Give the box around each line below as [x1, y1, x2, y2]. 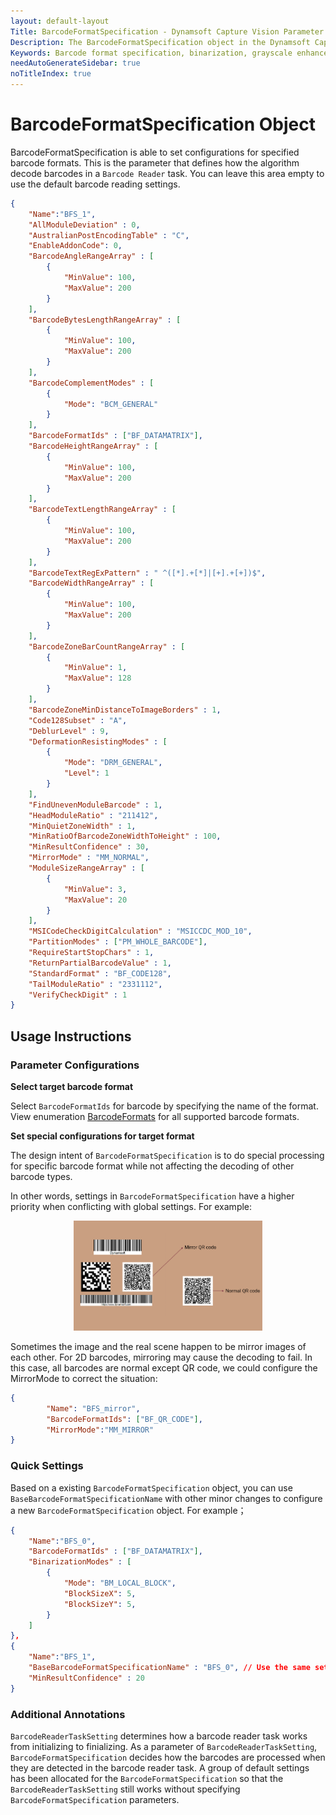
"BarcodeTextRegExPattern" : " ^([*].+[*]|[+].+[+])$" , [28, 568, 267, 578]
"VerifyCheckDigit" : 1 [28, 990, 128, 1000]
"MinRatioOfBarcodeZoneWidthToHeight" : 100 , [28, 831, 222, 842]
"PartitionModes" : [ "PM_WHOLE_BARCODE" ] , [28, 937, 208, 947]
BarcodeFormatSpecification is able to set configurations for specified [10, 146, 300, 158]
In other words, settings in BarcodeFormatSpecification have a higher [10, 1190, 295, 1202]
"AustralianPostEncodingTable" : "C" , [28, 230, 190, 240]
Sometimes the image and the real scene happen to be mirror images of [10, 1340, 307, 1352]
